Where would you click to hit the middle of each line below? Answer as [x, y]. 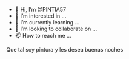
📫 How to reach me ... [43, 36]
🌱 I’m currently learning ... [47, 22]
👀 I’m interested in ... [41, 16]
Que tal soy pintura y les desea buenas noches [65, 50]
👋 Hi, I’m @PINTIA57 [41, 9]
